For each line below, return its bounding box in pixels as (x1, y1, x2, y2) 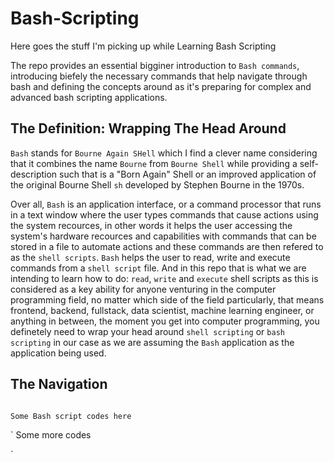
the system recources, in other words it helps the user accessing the (10, 219, 293, 231)
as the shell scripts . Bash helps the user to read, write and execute (10, 251, 291, 263)
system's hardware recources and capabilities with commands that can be (10, 230, 317, 242)
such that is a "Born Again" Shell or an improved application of (59, 168, 317, 180)
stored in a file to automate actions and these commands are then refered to (10, 240, 324, 252)
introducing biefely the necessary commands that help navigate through (10, 70, 308, 82)
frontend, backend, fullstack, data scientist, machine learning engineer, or (10, 304, 315, 316)
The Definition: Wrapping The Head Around (10, 120, 287, 137)
